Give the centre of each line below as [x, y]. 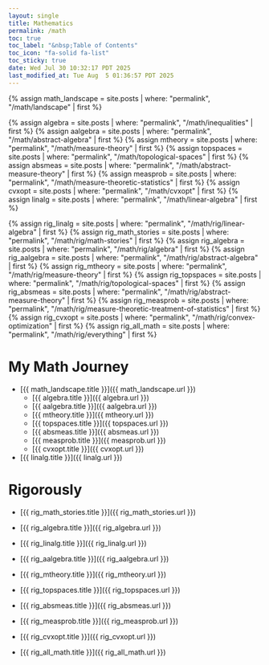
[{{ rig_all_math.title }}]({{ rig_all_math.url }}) [93, 652]
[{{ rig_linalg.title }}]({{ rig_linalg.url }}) [83, 543]
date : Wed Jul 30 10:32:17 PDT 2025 [69, 68]
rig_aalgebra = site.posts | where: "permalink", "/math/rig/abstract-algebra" [133, 257]
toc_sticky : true [37, 61]
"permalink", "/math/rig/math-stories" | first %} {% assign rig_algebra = [126, 240]
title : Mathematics [41, 23]
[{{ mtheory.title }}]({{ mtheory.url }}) [93, 414]
